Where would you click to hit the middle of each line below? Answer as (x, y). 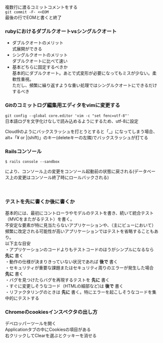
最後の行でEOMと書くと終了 (33, 18)
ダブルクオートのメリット (38, 43)
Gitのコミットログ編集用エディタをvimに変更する (63, 105)
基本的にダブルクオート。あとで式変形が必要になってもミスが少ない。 (82, 73)
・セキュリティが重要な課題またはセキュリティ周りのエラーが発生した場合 (80, 268)
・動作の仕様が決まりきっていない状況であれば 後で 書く (62, 262)
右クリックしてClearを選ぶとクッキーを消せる (51, 336)
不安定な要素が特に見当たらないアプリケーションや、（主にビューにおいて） (81, 225)
